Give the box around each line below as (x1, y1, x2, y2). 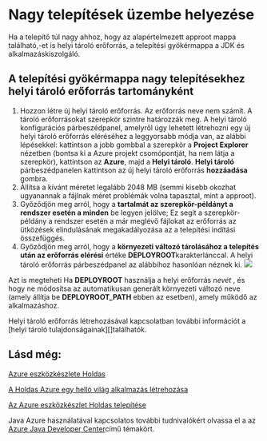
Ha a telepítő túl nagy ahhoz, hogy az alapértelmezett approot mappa (8, 32, 237, 42)
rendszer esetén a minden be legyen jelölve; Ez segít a (19, 208, 202, 217)
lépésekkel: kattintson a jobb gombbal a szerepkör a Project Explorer (19, 140, 249, 149)
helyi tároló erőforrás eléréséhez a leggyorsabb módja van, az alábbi (19, 131, 246, 141)
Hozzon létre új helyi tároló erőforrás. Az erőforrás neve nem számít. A (19, 105, 253, 115)
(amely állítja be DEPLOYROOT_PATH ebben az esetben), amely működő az (8, 292, 257, 301)
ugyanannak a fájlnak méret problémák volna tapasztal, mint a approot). (19, 190, 257, 201)
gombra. (19, 173, 48, 183)
